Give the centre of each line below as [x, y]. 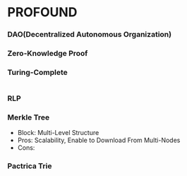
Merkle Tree [29, 117]
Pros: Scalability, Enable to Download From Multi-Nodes [99, 140]
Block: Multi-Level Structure [58, 133]
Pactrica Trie [30, 166]
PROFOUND [42, 12]
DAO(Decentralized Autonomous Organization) [89, 35]
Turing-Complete [38, 72]
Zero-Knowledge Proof [48, 54]
